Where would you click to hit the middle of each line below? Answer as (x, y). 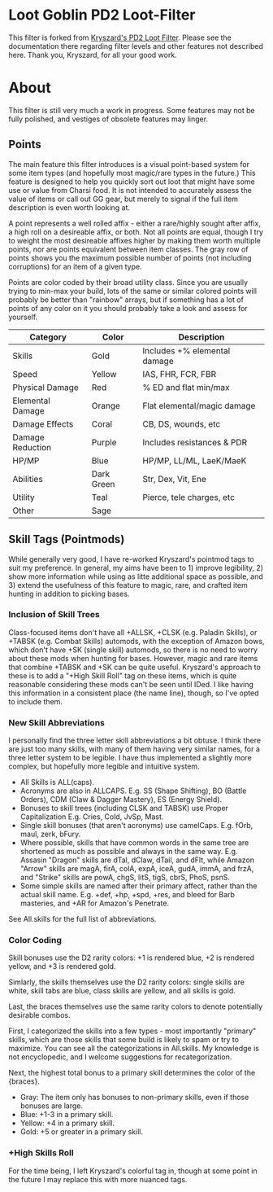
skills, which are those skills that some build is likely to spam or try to (124, 1040)
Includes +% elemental (186, 350)
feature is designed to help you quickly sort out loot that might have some (132, 182)
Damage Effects (43, 423)
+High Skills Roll (41, 1153)
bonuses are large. (52, 1106)
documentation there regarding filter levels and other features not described (136, 46)
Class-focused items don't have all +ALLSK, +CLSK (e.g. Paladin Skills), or (133, 632)
